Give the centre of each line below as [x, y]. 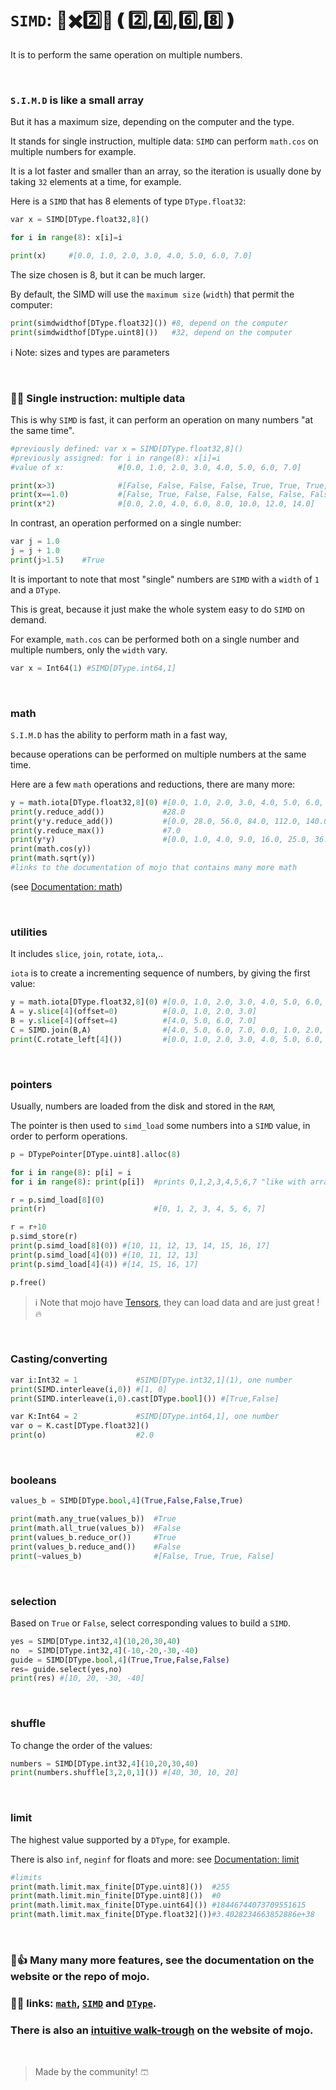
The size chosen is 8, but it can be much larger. [108, 274]
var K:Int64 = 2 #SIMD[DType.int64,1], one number [145, 1417]
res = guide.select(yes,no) [66, 1669]
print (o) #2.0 [82, 1435]
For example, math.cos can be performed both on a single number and [155, 639]
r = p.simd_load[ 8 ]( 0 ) [57, 1200]
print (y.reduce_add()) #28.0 [98, 812]
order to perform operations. [69, 1136]
